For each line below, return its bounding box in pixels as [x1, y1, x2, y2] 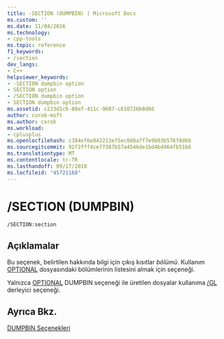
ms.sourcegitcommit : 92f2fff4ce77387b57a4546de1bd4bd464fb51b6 [7, 144, 192, 151]
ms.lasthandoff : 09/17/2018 [7, 162, 88, 170]
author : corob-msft [7, 112, 63, 118]
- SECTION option [7, 86, 57, 93]
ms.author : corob [7, 118, 57, 125]
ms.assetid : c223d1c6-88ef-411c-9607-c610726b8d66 [7, 105, 155, 112]
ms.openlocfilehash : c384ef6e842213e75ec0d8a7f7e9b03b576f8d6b [7, 138, 192, 145]
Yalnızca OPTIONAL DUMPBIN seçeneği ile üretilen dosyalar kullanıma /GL [7, 279, 217, 287]
